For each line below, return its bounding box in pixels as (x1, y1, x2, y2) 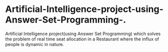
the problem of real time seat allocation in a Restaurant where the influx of (5, 36, 159, 42)
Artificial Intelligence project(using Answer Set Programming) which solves (5, 30, 161, 36)
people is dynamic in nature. (5, 41, 64, 47)
